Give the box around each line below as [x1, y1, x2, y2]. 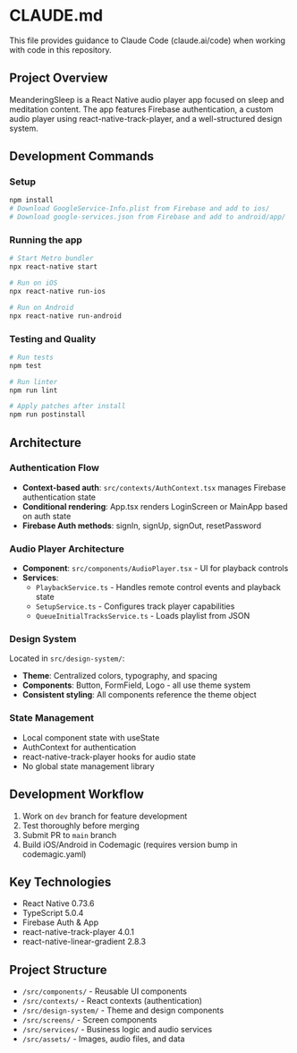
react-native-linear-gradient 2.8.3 [21, 937, 146, 947]
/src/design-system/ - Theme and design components [21, 1005, 225, 1016]
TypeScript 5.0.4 [21, 908, 84, 919]
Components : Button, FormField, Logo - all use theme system [21, 680, 251, 690]
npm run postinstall [9, 410, 87, 419]
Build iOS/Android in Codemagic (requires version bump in [21, 839, 238, 850]
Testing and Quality [9, 332, 97, 345]
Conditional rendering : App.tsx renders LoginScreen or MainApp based [21, 501, 288, 511]
